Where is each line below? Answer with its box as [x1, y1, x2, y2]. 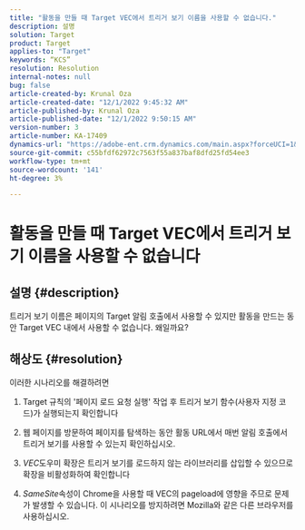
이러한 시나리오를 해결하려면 [9, 378, 110, 388]
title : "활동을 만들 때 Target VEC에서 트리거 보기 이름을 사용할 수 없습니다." [9, 13, 277, 23]
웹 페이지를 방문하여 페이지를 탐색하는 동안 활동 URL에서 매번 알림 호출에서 [22, 427, 288, 438]
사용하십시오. [22, 511, 70, 522]
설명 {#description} [9, 285, 120, 300]
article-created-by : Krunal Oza [9, 89, 132, 98]
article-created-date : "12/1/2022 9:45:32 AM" [9, 97, 189, 107]
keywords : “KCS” [9, 55, 71, 64]
